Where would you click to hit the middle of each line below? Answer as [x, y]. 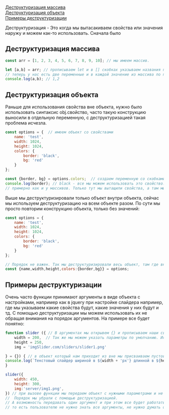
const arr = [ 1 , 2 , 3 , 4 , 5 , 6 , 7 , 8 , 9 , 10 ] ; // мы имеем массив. [77, 61]
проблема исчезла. [26, 123]
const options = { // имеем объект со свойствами [59, 132]
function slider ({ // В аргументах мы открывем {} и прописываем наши [82, 333]
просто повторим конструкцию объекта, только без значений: [72, 208]
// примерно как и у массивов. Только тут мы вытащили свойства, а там [82, 188]
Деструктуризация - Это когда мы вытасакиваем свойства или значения [84, 28]
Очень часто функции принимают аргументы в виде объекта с [73, 297]
